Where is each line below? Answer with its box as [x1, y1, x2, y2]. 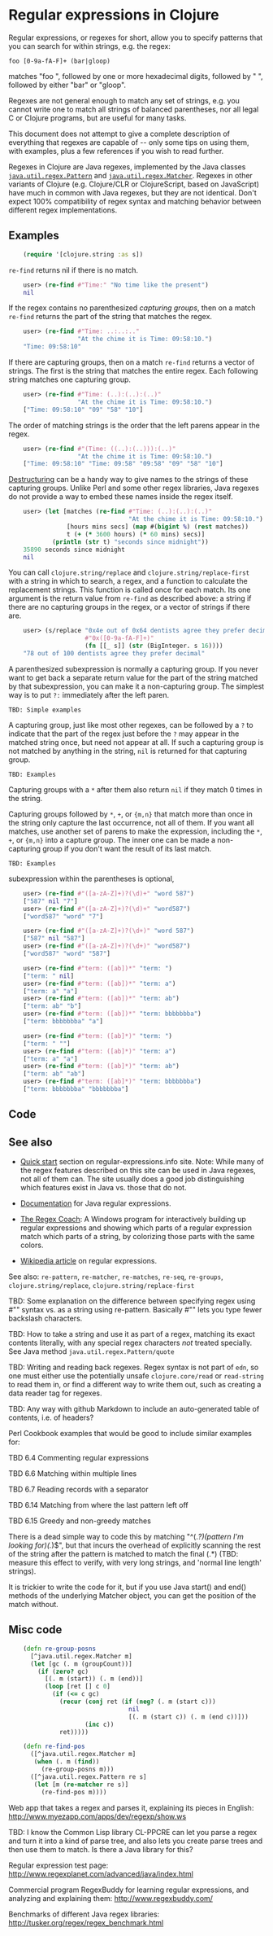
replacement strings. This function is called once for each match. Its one [8, 585, 251, 595]
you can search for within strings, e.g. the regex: [8, 41, 171, 50]
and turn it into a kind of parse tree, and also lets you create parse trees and [8, 1836, 263, 1846]
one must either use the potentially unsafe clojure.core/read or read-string [8, 1371, 264, 1381]
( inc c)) [84, 1720, 115, 1728]
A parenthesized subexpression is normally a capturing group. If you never [8, 664, 258, 673]
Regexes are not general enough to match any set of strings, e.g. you [8, 95, 240, 105]
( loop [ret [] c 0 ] [44, 1683, 111, 1691]
